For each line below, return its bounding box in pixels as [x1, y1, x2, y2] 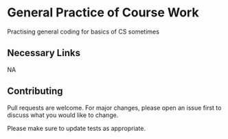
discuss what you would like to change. [7, 111, 119, 119]
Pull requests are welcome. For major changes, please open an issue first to [7, 103, 222, 112]
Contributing [7, 86, 63, 97]
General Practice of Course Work [7, 5, 199, 21]
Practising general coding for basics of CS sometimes [7, 27, 160, 36]
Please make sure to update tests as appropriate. [7, 124, 146, 132]
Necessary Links [7, 47, 81, 59]
